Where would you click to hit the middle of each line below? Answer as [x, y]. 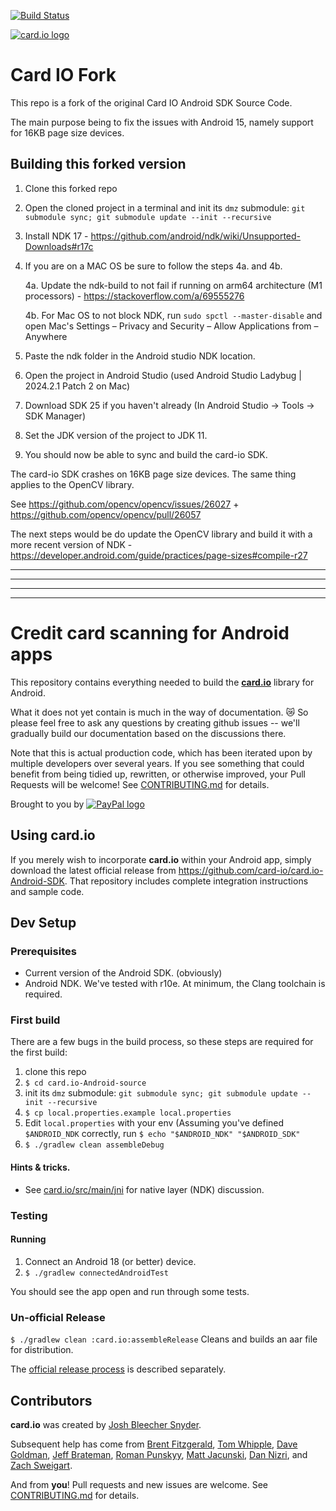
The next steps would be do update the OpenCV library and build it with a [161, 534]
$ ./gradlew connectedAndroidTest [96, 1273]
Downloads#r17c [59, 246]
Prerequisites [43, 951]
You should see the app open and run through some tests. [130, 1291]
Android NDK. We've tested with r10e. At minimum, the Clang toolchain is [175, 984]
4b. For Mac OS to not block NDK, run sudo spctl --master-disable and [173, 315]
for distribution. [42, 1350]
